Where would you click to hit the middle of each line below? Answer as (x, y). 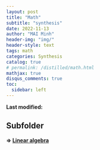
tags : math (20, 51)
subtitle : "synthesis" (34, 23)
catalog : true (24, 62)
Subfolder (25, 126)
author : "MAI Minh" (30, 34)
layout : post (22, 12)
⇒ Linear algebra (28, 140)
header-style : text (30, 46)
